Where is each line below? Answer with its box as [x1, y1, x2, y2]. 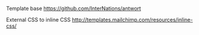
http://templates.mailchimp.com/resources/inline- [72, 16, 193, 23]
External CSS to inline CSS [6, 16, 71, 23]
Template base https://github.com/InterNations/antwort [6, 5, 141, 12]
